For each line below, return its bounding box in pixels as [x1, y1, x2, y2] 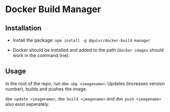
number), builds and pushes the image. [5, 86, 87, 92]
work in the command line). [12, 52, 70, 58]
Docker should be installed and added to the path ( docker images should [12, 47, 164, 53]
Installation [5, 24, 42, 32]
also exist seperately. [5, 101, 50, 107]
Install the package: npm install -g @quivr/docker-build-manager [12, 37, 151, 43]
